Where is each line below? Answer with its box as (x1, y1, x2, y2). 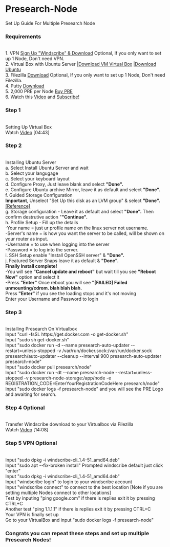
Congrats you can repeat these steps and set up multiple (5, 530, 150, 537)
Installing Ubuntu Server (5, 159, 56, 165)
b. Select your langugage (5, 170, 58, 176)
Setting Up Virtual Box (5, 124, 52, 130)
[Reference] (5, 203, 31, 209)
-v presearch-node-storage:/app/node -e (24, 375, 112, 381)
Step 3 (5, 308, 22, 316)
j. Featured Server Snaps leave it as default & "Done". (5, 258, 119, 264)
